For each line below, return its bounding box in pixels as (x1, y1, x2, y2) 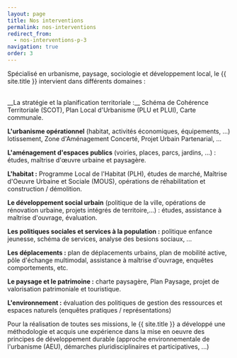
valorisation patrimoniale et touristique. (7, 284, 122, 293)
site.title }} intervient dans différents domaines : (7, 77, 146, 85)
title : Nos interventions (7, 17, 83, 24)
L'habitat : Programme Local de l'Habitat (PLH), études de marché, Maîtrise (7, 169, 228, 178)
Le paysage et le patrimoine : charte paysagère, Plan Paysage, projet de (7, 277, 219, 286)
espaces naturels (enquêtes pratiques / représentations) (7, 306, 172, 314)
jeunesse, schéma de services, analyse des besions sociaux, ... (7, 235, 192, 243)
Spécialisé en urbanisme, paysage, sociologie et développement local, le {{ (7, 69, 226, 78)
